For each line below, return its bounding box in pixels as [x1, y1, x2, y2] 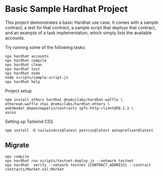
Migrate [5, 141, 29, 149]
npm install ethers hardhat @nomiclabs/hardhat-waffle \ [5, 97, 123, 102]
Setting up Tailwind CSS [5, 118, 54, 124]
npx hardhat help [5, 79, 40, 84]
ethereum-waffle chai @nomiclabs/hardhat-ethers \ [5, 101, 110, 106]
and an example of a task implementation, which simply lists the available [5, 30, 152, 35]
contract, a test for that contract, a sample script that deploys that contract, [5, 24, 156, 30]
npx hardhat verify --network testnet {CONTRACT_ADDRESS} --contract [5, 162, 151, 167]
